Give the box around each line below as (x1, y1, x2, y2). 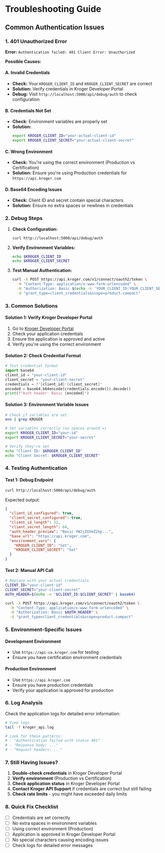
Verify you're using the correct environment (12, 341, 101, 347)
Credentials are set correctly (12, 815, 70, 821)
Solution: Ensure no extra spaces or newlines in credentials (12, 203, 134, 209)
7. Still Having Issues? (5, 759, 58, 766)
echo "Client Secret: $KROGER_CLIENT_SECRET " (5, 453, 100, 458)
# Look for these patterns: (5, 733, 63, 739)
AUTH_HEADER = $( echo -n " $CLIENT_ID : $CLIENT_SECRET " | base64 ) (5, 592, 135, 597)
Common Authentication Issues (5, 23, 105, 32)
